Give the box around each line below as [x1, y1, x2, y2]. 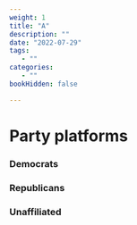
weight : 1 [9, 12, 47, 22]
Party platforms [9, 126, 128, 146]
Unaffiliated [9, 205, 62, 218]
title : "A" [9, 21, 50, 30]
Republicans [9, 181, 65, 194]
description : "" [9, 29, 70, 38]
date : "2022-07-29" [9, 37, 82, 47]
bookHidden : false [9, 79, 78, 88]
